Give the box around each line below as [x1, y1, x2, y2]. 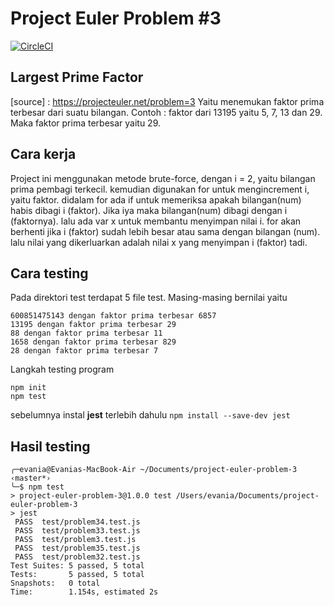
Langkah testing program [10, 363, 115, 376]
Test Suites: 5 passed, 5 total [10, 561, 145, 571]
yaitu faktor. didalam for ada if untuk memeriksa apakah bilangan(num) [10, 193, 302, 206]
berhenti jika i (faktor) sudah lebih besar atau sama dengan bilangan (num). [10, 225, 321, 237]
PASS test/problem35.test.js [14, 543, 141, 554]
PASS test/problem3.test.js [14, 535, 137, 545]
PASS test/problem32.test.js [14, 552, 141, 562]
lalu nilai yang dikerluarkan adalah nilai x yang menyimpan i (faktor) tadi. [10, 236, 308, 248]
